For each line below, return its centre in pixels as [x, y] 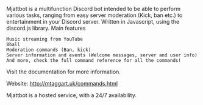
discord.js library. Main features [46, 28]
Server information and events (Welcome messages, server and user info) [102, 55]
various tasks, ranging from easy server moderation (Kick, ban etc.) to [94, 15]
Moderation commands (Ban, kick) [49, 50]
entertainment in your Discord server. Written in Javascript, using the [93, 22]
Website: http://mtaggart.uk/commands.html [62, 83]
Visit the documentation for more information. [63, 72]
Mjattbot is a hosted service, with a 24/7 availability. [72, 95]
